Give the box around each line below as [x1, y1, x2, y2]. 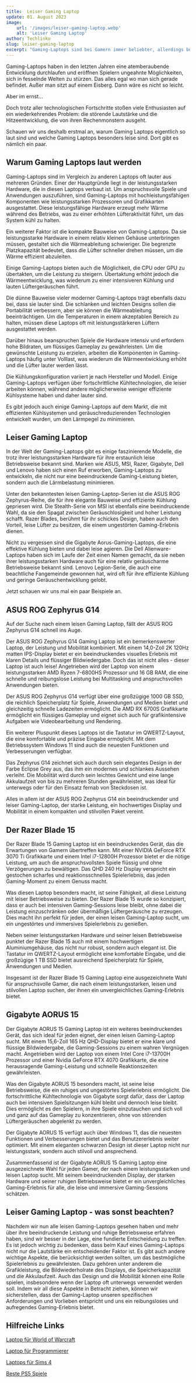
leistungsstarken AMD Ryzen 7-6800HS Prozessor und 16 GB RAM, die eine [6, 669, 188, 676]
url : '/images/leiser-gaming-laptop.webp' [16, 25, 121, 31]
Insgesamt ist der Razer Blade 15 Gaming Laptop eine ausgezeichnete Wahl [6, 974, 187, 981]
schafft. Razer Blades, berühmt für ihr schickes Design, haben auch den [6, 515, 179, 522]
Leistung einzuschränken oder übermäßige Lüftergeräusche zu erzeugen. [6, 908, 184, 915]
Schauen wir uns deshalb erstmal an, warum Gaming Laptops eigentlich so [6, 128, 185, 135]
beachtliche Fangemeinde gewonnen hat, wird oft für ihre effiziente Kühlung [6, 570, 189, 577]
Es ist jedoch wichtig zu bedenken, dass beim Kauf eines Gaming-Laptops [6, 1241, 185, 1248]
